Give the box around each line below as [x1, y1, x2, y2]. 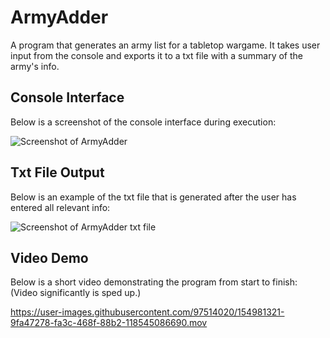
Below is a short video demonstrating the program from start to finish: [10, 276, 298, 288]
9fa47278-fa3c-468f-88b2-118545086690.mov [10, 317, 208, 329]
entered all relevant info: [10, 201, 111, 213]
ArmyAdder [10, 6, 109, 29]
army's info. [10, 60, 60, 72]
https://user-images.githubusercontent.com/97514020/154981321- [10, 306, 285, 318]
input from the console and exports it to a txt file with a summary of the [10, 49, 303, 61]
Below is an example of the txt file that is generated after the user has [10, 191, 297, 203]
